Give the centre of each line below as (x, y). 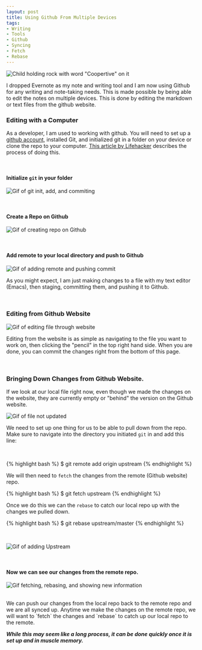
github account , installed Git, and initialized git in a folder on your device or (99, 140)
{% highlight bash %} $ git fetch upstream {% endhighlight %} (84, 494)
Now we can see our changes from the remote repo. (72, 572)
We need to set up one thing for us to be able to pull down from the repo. (96, 428)
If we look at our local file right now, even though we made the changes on (99, 392)
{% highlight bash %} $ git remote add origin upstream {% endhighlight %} (99, 464)
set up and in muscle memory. (45, 640)
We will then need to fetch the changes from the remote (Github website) (97, 476)
